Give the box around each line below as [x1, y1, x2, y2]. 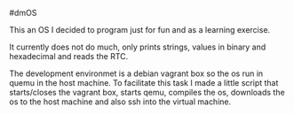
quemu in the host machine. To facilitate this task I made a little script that [9, 78, 279, 87]
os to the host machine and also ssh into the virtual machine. [9, 96, 232, 107]
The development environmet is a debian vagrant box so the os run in [9, 68, 264, 79]
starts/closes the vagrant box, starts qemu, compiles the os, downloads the [9, 87, 286, 97]
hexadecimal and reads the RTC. [9, 51, 129, 61]
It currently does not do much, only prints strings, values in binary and [9, 42, 266, 52]
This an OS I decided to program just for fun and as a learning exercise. [9, 25, 271, 34]
